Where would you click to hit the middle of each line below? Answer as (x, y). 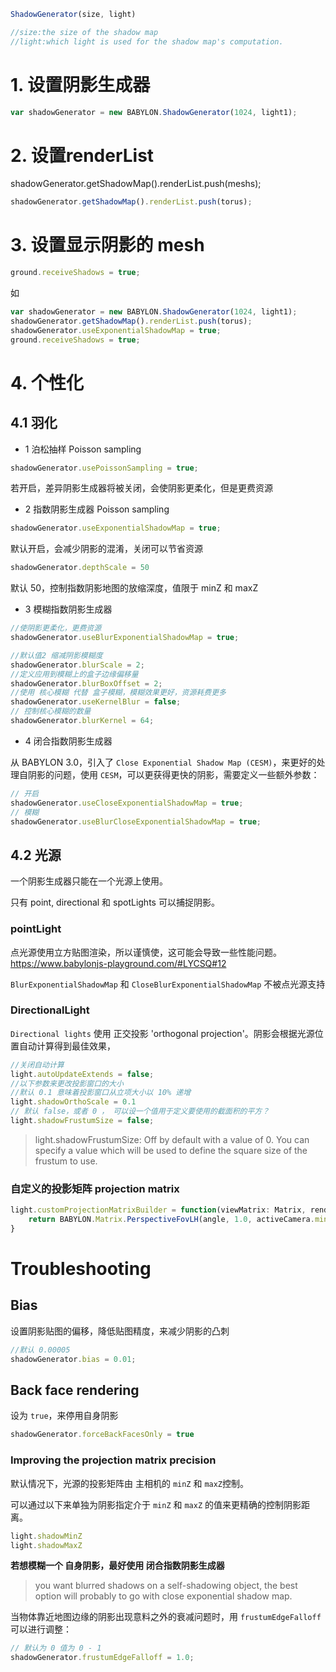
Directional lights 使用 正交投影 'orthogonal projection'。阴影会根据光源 (162, 1033)
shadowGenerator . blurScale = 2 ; (77, 665)
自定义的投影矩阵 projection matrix (95, 1188)
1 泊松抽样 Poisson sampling (83, 449)
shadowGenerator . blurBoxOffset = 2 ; (86, 683)
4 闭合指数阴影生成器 (68, 741)
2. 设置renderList (82, 155)
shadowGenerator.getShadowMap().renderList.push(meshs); (136, 184)
